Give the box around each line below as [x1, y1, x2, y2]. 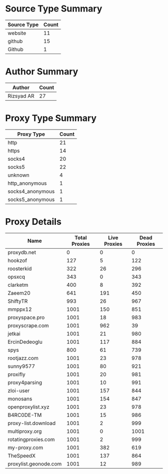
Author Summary [5, 66, 78, 78]
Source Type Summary [5, 3, 102, 15]
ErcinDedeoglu [7, 338, 42, 345]
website [7, 30, 26, 37]
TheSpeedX [7, 452, 36, 459]
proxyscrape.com [7, 322, 49, 329]
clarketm [7, 281, 28, 288]
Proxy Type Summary [5, 113, 96, 124]
